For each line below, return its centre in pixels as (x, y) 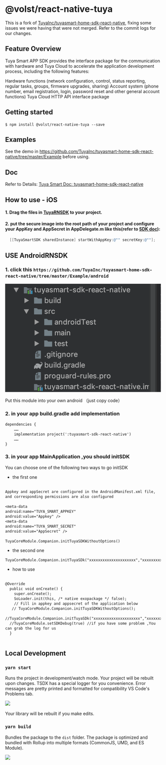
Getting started (29, 112)
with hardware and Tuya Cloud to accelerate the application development (80, 66)
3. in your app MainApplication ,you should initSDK (67, 457)
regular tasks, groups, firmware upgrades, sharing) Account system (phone (82, 86)
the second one (28, 550)
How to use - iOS (31, 200)
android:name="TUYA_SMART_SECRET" (41, 526)
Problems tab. (19, 694)
